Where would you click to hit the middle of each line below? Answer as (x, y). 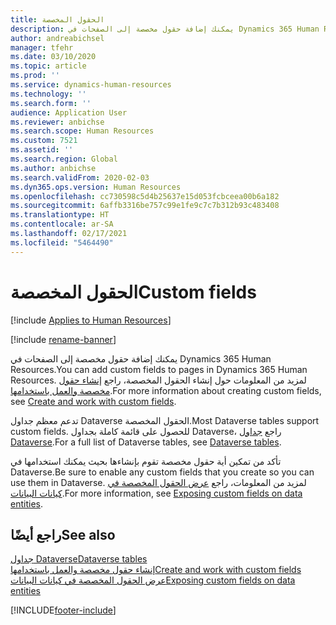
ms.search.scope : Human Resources (82, 131)
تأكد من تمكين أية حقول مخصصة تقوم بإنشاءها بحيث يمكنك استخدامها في (146, 461)
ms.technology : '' (48, 94)
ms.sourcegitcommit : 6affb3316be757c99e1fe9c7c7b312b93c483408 (145, 206)
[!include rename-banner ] (63, 339)
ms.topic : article (48, 66)
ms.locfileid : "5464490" (62, 242)
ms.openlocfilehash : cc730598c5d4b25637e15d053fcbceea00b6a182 (145, 196)
